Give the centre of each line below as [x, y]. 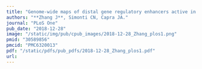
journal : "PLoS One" [32, 23]
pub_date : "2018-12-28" [36, 28]
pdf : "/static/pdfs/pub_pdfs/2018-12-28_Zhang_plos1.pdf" [81, 51]
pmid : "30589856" [28, 40]
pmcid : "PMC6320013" [32, 46]
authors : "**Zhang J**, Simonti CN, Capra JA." [67, 17]
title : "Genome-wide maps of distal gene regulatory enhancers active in [101, 12]
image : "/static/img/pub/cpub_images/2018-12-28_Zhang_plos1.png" [92, 34]
